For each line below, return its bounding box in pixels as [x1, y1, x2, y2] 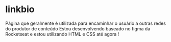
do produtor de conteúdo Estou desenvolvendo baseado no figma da [5, 25, 151, 31]
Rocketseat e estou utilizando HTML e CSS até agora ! [5, 31, 119, 37]
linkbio [5, 4, 35, 15]
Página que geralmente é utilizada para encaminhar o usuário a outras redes [5, 20, 166, 26]
